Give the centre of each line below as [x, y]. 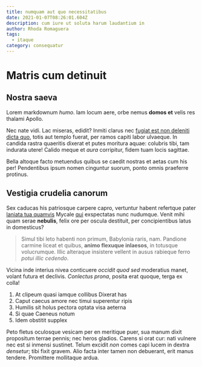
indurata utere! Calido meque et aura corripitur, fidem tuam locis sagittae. [98, 149]
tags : [13, 34]
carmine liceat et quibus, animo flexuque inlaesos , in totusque [99, 245]
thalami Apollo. [25, 119]
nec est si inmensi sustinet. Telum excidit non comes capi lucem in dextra [98, 345]
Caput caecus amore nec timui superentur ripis [73, 300]
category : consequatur [35, 46]
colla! [13, 282]
